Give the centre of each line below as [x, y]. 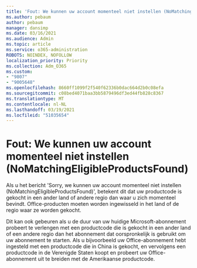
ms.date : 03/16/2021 [31, 33]
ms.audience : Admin [30, 39]
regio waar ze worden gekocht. [44, 210]
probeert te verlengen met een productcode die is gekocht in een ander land [98, 228]
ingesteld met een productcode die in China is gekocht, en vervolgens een [96, 246]
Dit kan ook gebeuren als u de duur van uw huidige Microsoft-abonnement [96, 222]
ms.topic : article [28, 45]
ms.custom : [19, 72]
